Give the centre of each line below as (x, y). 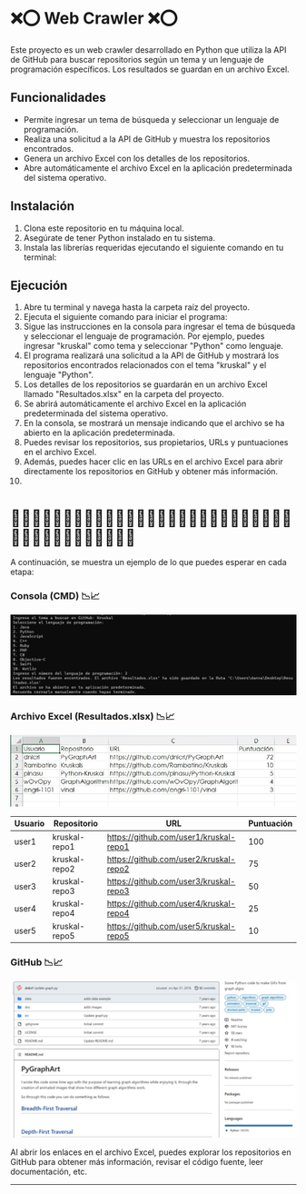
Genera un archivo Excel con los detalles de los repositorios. (137, 158)
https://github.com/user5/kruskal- (171, 926)
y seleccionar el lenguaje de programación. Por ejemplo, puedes (144, 336)
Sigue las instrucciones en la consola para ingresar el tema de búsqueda (159, 327)
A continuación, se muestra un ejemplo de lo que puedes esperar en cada (148, 562)
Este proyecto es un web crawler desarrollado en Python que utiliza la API (148, 50)
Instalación (43, 206)
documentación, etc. (49, 1172)
